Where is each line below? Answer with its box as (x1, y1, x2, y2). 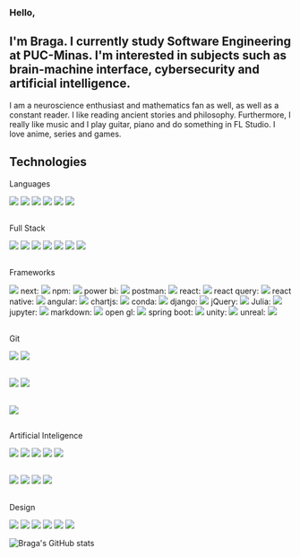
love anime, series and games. (9, 128, 122, 139)
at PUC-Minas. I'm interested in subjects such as (9, 48, 287, 64)
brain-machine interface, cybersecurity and (9, 62, 260, 77)
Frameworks (9, 267, 56, 278)
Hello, (9, 6, 36, 19)
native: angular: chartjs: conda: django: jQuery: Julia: (9, 296, 271, 307)
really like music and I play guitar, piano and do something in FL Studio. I (9, 118, 276, 129)
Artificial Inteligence (9, 430, 83, 440)
